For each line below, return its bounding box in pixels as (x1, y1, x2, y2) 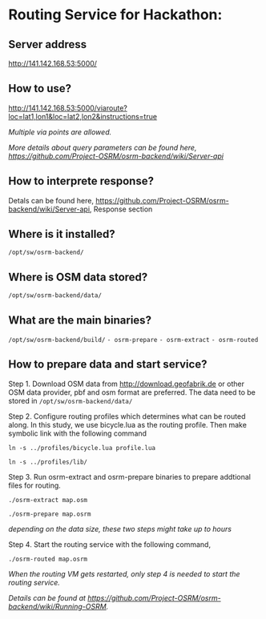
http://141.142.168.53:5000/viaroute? (8, 102, 128, 113)
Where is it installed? (8, 227, 116, 241)
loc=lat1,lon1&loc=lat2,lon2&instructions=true (8, 111, 158, 121)
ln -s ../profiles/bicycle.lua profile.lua (8, 444, 156, 452)
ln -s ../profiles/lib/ (8, 458, 88, 466)
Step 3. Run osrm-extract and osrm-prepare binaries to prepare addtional (8, 472, 251, 481)
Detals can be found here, (8, 195, 95, 205)
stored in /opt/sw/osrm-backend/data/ (8, 396, 133, 405)
